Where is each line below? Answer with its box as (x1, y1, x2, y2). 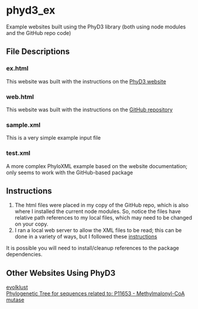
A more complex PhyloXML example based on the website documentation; (6, 162, 188, 169)
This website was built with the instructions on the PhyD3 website (6, 78, 167, 85)
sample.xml (6, 121, 41, 129)
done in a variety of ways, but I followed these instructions (14, 233, 158, 240)
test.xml (6, 149, 31, 157)
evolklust (6, 284, 28, 291)
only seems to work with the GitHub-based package (6, 169, 133, 176)
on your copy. (14, 220, 48, 228)
